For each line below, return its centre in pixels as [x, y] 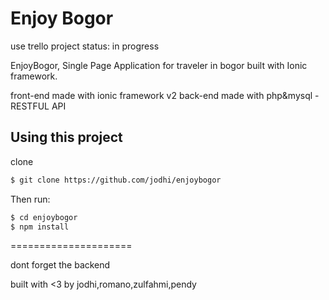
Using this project [66, 137]
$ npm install [40, 227]
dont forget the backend [60, 265]
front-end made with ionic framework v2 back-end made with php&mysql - [165, 95]
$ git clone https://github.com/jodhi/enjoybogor [116, 180]
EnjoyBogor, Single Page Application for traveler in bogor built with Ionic [159, 65]
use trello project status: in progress [85, 46]
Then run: [30, 199]
